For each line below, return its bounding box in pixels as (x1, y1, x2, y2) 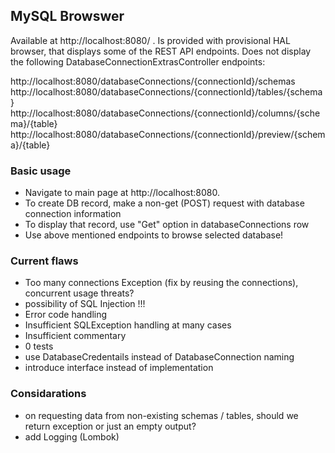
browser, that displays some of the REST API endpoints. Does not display (10, 45, 312, 57)
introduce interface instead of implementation (24, 362, 214, 374)
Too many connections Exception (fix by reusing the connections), (24, 277, 299, 289)
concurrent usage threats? (24, 287, 135, 299)
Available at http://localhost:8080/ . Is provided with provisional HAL (10, 34, 291, 46)
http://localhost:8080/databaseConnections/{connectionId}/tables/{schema (10, 85, 323, 98)
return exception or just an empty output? (24, 420, 197, 432)
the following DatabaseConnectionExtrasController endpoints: (10, 55, 266, 68)
